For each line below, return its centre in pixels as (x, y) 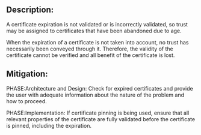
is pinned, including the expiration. (49, 125)
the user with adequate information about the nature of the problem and (95, 95)
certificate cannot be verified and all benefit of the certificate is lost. (91, 55)
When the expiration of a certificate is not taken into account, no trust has (97, 42)
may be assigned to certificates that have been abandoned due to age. (94, 31)
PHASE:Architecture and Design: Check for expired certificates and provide (100, 88)
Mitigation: (27, 74)
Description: (30, 10)
